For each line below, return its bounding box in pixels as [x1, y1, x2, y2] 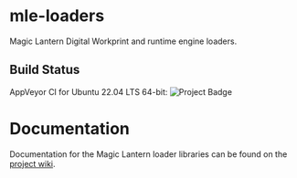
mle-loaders [9, 5, 105, 26]
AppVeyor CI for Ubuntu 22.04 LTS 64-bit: [9, 86, 168, 97]
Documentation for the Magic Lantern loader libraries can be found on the [9, 148, 288, 160]
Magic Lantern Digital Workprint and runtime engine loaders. [9, 36, 238, 47]
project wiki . [9, 158, 57, 169]
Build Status [9, 62, 80, 78]
